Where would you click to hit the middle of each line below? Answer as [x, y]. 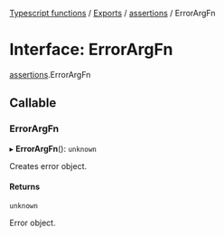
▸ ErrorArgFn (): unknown [53, 148]
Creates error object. [48, 166]
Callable [33, 103]
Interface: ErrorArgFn [91, 50]
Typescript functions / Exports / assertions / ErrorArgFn [112, 13]
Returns [25, 187]
